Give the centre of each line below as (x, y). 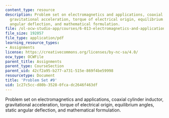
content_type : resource (30, 10)
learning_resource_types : (32, 43)
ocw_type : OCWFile (24, 57)
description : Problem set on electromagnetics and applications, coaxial (84, 15)
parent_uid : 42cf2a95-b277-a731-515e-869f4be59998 (59, 71)
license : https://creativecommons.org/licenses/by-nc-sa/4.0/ (72, 52)
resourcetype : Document (30, 76)
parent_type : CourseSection (35, 66)
